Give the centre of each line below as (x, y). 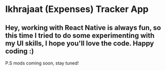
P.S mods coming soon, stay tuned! (42, 63)
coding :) (20, 51)
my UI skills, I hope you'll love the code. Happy (80, 43)
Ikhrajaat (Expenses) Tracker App (77, 9)
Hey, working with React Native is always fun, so (83, 28)
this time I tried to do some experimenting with (80, 35)
